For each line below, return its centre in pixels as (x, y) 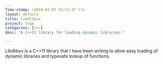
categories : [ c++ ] (24, 28)
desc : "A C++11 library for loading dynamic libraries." (65, 32)
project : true (20, 23)
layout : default (22, 14)
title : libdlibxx (23, 19)
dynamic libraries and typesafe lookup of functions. (58, 56)
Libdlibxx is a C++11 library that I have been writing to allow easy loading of (81, 51)
